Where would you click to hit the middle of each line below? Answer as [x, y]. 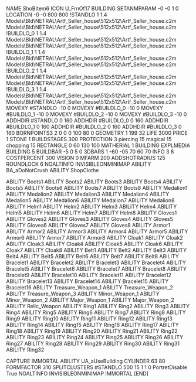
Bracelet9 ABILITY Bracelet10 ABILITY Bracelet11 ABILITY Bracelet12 [89, 275]
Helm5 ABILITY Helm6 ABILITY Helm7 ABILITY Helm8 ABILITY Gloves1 [92, 213]
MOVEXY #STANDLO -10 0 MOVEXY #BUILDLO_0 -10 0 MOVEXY [85, 108]
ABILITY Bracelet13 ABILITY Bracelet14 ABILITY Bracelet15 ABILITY [87, 281]
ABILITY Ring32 [25, 350]
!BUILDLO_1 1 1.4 [26, 52]
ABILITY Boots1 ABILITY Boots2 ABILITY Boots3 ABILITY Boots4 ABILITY [94, 182]
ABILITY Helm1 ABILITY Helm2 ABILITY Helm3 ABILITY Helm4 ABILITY [92, 207]
